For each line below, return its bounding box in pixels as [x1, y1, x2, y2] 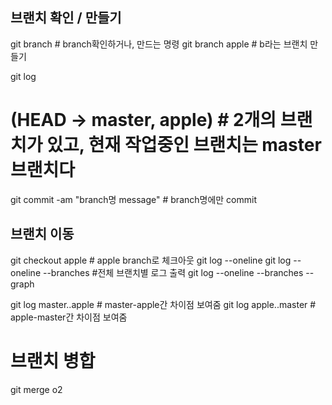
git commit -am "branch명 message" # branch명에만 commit [10, 193, 258, 205]
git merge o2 [10, 383, 63, 395]
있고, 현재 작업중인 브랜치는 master [46, 134, 322, 156]
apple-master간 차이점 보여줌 [10, 311, 128, 323]
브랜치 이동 [10, 226, 75, 243]
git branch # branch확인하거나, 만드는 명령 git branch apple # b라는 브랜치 [10, 38, 308, 50]
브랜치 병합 [10, 349, 96, 372]
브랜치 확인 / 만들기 [10, 9, 122, 27]
